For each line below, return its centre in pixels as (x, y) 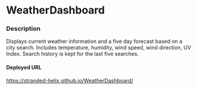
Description (23, 29)
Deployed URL (24, 68)
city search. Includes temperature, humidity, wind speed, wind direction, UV (98, 48)
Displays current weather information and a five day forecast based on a (94, 41)
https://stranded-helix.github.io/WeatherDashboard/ (70, 81)
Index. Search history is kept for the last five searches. (72, 54)
